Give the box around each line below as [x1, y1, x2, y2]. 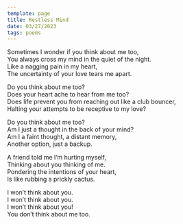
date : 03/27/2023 [7, 23, 57, 29]
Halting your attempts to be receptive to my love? [7, 105, 146, 113]
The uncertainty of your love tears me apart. [7, 70, 132, 78]
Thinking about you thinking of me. [7, 160, 106, 169]
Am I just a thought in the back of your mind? [7, 125, 134, 134]
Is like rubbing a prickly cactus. [7, 175, 95, 184]
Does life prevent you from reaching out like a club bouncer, [7, 97, 176, 106]
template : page [7, 10, 51, 17]
